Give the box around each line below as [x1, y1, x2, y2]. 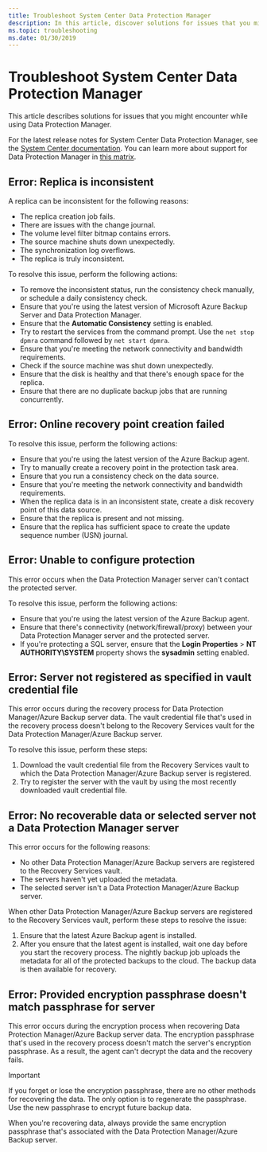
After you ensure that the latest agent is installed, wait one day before [19, 940, 248, 949]
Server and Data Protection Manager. [19, 310, 141, 319]
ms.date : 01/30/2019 [8, 33, 77, 42]
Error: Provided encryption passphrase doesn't [8, 987, 247, 1001]
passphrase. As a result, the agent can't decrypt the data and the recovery [8, 1047, 253, 1057]
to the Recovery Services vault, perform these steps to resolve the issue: [8, 916, 247, 925]
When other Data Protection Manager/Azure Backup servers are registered [8, 907, 253, 917]
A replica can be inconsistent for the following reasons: [8, 197, 189, 205]
